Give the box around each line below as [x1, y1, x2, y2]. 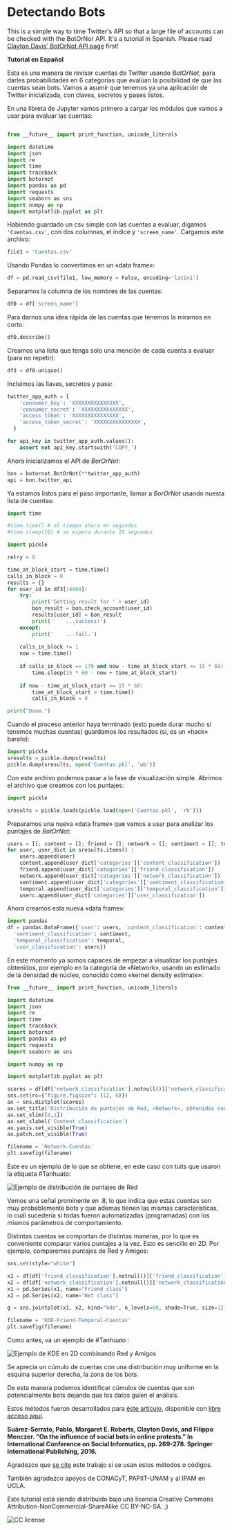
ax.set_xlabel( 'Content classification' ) [7, 1118, 128, 1125]
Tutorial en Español [7, 55, 64, 63]
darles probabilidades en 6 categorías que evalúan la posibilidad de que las [7, 76, 222, 84]
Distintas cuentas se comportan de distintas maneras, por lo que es [7, 1232, 200, 1240]
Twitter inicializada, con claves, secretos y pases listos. [7, 91, 164, 99]
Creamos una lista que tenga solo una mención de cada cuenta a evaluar [7, 346, 215, 354]
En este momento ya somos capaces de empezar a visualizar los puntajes [7, 956, 217, 964]
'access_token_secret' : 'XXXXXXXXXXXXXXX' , [19, 419, 147, 426]
